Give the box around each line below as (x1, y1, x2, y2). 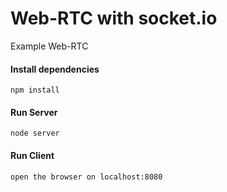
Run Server (10, 106, 58, 118)
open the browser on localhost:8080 (10, 172, 163, 182)
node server (10, 128, 60, 139)
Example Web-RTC (10, 40, 89, 52)
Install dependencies (10, 63, 100, 75)
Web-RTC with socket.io (10, 7, 218, 30)
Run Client (10, 149, 55, 161)
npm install (10, 85, 60, 96)
